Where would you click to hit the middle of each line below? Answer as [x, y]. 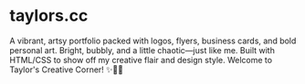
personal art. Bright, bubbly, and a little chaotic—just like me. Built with [142, 50]
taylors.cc [49, 16]
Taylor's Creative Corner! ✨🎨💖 [66, 70]
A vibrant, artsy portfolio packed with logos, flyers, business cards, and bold [153, 41]
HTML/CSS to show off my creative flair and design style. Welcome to [141, 60]
